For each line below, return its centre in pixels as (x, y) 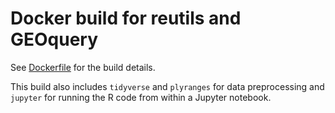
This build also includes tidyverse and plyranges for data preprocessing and (167, 86)
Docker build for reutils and (126, 18)
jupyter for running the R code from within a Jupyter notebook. (141, 97)
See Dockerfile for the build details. (83, 67)
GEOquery (54, 39)
